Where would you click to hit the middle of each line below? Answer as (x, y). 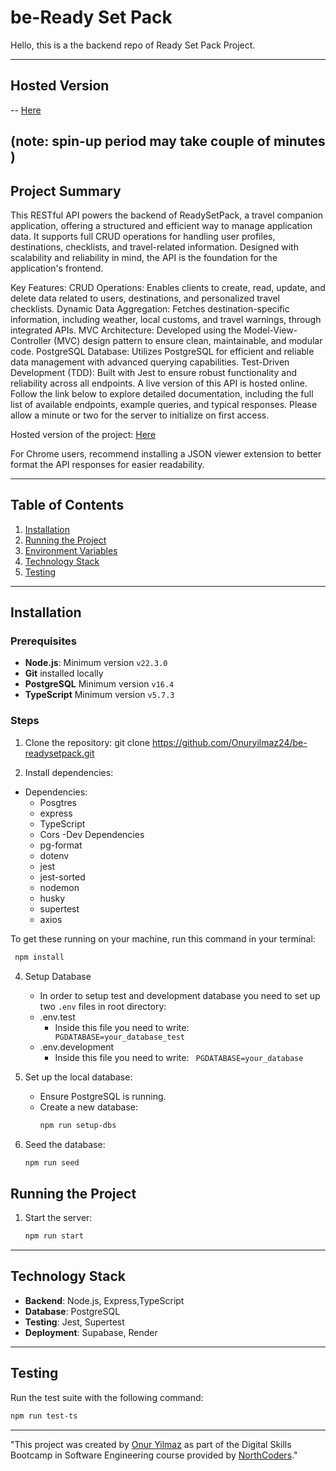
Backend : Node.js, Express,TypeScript (104, 1300)
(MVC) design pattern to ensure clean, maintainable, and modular (188, 340)
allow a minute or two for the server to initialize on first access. (140, 415)
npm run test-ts (44, 1416)
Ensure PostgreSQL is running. (103, 1096)
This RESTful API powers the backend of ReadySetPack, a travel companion (167, 215)
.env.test (57, 1017)
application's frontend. (57, 268)
